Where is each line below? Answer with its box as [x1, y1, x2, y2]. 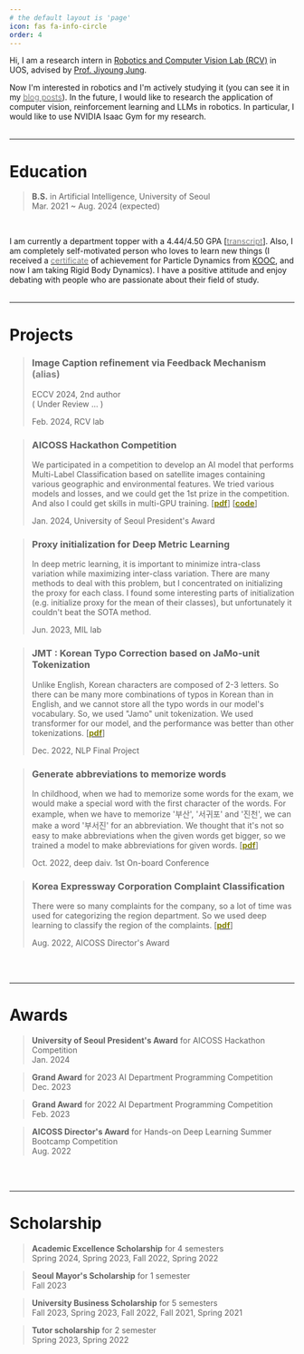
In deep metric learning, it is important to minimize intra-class [31, 559, 261, 570]
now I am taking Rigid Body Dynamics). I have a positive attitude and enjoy [9, 265, 287, 276]
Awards [9, 1005, 69, 1025]
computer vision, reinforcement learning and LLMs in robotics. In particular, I [9, 102, 295, 113]
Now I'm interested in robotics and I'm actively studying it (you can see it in [9, 83, 290, 93]
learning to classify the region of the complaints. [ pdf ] [31, 920, 233, 931]
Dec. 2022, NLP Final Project [31, 745, 140, 756]
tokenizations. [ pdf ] [31, 727, 106, 738]
